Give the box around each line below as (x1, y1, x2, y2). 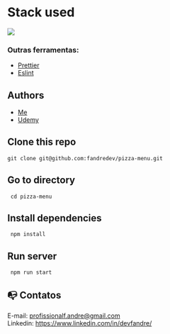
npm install (10, 231, 46, 238)
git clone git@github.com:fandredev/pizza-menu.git (7, 155, 163, 162)
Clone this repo (7, 136, 76, 148)
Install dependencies (7, 212, 102, 224)
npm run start (10, 269, 52, 277)
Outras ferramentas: (7, 45, 79, 55)
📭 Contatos (7, 289, 62, 301)
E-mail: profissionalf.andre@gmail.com (7, 311, 120, 320)
